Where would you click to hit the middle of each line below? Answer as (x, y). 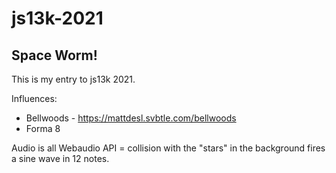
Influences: (34, 98)
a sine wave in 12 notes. (60, 158)
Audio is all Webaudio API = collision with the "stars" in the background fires (168, 148)
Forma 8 (43, 128)
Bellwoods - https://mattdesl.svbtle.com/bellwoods (131, 118)
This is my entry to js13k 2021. (73, 79)
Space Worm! (54, 55)
